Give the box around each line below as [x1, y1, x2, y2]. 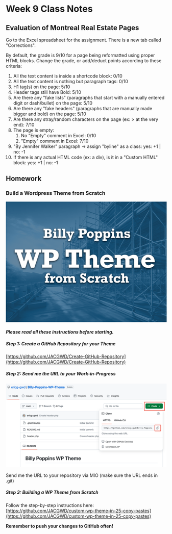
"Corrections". [6, 42, 36, 48]
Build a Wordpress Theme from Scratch [6, 190, 106, 197]
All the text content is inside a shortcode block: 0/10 [13, 73, 123, 79]
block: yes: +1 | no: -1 [13, 160, 58, 166]
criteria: [6, 63, 22, 69]
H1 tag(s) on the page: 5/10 [13, 84, 70, 90]
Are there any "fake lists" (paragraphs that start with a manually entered [13, 95, 165, 100]
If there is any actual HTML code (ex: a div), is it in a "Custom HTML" [13, 154, 158, 160]
